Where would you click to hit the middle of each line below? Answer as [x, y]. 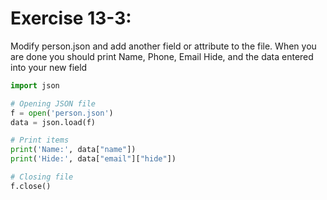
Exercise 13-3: [71, 18]
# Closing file [42, 177]
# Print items [40, 140]
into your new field [49, 67]
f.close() [31, 186]
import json [35, 85]
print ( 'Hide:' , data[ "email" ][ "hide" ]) [93, 159]
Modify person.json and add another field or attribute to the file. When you [163, 46]
